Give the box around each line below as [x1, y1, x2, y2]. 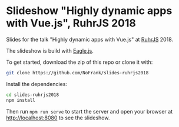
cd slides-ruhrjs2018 [6, 92, 59, 98]
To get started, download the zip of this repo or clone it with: [6, 59, 153, 66]
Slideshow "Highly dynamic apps [6, 4, 173, 18]
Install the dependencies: [6, 80, 68, 87]
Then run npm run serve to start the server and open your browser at [6, 108, 173, 115]
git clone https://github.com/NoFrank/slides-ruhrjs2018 [6, 70, 149, 75]
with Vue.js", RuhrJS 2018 [6, 16, 137, 30]
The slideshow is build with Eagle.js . [6, 47, 94, 54]
